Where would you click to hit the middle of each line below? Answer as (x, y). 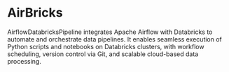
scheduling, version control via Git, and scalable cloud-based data (103, 54)
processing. (25, 61)
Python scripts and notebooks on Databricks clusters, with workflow (106, 46)
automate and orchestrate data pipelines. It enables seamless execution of (115, 39)
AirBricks (35, 13)
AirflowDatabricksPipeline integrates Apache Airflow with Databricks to (110, 32)
